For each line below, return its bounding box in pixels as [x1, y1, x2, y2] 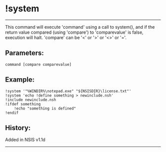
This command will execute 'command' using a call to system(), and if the [5, 24, 155, 30]
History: [5, 123, 31, 132]
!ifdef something [5, 101, 41, 106]
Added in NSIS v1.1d [5, 137, 45, 143]
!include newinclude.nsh [5, 97, 56, 102]
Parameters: [5, 49, 44, 57]
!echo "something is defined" [14, 106, 77, 111]
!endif [5, 110, 19, 115]
